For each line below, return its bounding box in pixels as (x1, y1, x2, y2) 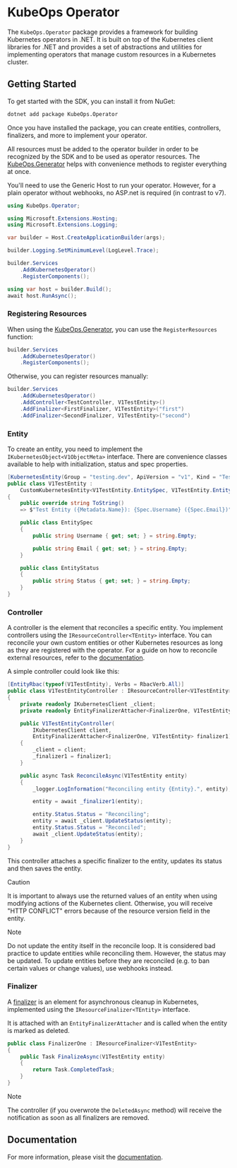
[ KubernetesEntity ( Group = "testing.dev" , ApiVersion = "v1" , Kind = (7, 473, 217, 481)
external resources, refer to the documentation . (7, 653, 145, 662)
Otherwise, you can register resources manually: (7, 372, 149, 380)
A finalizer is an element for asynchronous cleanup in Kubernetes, (7, 998, 199, 1006)
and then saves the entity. (7, 864, 83, 872)
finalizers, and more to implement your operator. (7, 131, 148, 139)
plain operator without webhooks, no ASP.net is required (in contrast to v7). (7, 188, 226, 197)
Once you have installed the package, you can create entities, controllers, (7, 123, 221, 132)
